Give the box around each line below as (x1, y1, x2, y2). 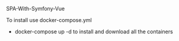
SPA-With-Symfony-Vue (6, 5, 65, 12)
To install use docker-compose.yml (6, 17, 92, 23)
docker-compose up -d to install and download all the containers (14, 28, 173, 35)
